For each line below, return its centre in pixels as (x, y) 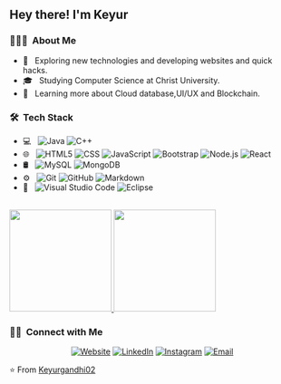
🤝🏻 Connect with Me (56, 331)
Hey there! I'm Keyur (69, 15)
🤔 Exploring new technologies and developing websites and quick (147, 60)
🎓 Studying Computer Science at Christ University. (121, 80)
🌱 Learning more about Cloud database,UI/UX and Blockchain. (141, 93)
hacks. (35, 70)
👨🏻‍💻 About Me (43, 41)
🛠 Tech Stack (42, 117)
